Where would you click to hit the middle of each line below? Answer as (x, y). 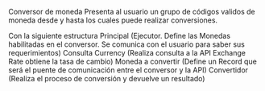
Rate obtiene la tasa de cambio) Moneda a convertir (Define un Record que (133, 61)
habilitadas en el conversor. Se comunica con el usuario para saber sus (127, 44)
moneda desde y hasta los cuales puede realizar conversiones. (113, 20)
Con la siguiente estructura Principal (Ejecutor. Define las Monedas (120, 36)
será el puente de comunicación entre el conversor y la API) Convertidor (128, 70)
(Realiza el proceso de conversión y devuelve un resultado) (107, 79)
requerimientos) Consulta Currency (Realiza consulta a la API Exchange (127, 53)
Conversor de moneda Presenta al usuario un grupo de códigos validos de (132, 12)
